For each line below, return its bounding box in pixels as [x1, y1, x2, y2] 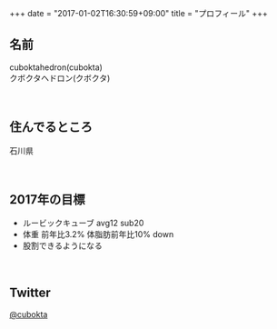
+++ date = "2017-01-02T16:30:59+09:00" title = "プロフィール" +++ [9, 8, 268, 18]
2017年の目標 [9, 192, 85, 207]
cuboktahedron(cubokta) [9, 62, 103, 73]
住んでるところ [9, 119, 93, 135]
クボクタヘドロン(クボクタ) [9, 72, 111, 84]
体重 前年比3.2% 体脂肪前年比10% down [22, 229, 174, 240]
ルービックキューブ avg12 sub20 [22, 217, 144, 229]
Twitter [9, 284, 52, 300]
